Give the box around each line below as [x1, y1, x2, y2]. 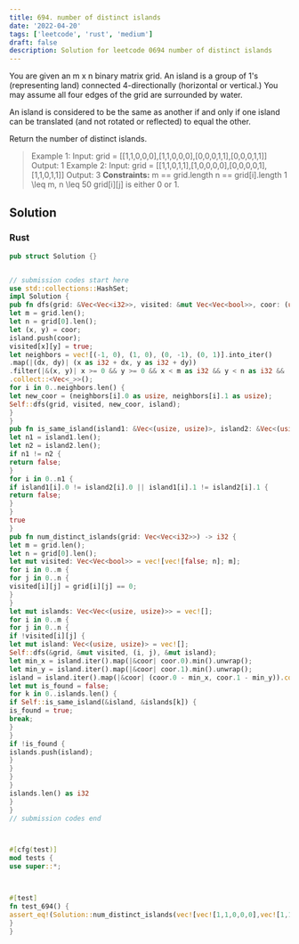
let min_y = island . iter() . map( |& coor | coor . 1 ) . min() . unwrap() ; [9, 664, 253, 673]
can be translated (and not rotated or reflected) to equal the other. [9, 117, 252, 127]
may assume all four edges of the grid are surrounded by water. [9, 90, 243, 101]
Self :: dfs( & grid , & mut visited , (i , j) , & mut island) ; [9, 648, 217, 657]
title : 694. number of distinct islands [9, 12, 162, 22]
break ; [9, 714, 34, 724]
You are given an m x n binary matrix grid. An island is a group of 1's [9, 70, 259, 81]
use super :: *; [9, 862, 62, 871]
